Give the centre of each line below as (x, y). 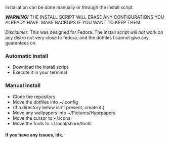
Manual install (23, 85)
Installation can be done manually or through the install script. (70, 7)
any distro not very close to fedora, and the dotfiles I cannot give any (77, 38)
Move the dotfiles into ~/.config (45, 102)
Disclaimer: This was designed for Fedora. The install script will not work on (84, 32)
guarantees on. (21, 43)
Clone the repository (34, 97)
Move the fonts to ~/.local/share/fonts (52, 123)
